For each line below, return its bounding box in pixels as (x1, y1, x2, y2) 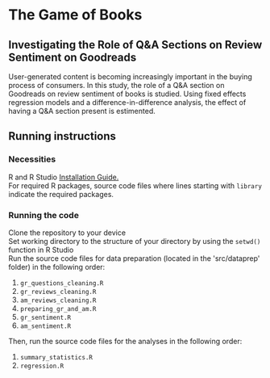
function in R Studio (8, 245, 74, 254)
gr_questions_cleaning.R (19, 279, 104, 288)
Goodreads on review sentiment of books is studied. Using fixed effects (8, 89, 247, 99)
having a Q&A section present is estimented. (8, 107, 156, 115)
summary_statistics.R (19, 353, 93, 361)
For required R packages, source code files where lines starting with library (8, 180, 262, 191)
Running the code (8, 209, 79, 220)
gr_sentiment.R (19, 313, 72, 321)
